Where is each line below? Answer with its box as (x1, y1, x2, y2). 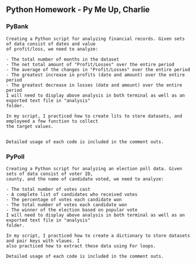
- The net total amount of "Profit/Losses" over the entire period (6, 61, 175, 67)
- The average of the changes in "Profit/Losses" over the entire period (6, 67, 191, 72)
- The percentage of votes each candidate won (6, 197, 122, 203)
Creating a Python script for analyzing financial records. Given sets (6, 35, 185, 42)
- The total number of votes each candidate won (6, 201, 127, 208)
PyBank (6, 22, 29, 31)
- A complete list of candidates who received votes (6, 191, 138, 197)
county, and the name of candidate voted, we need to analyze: (6, 176, 164, 182)
